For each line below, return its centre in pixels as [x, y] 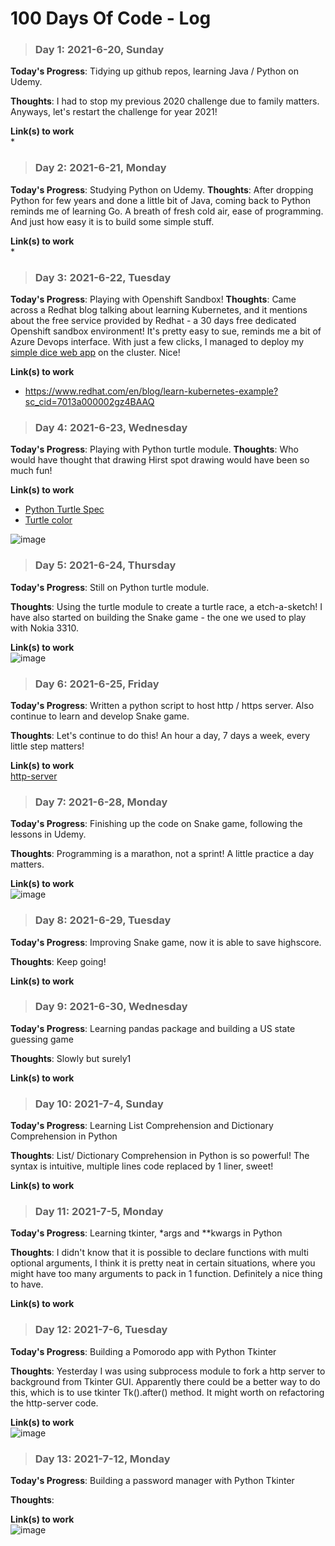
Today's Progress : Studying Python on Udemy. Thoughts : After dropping [162, 189]
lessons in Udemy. [48, 834]
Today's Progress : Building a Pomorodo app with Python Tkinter [143, 1351]
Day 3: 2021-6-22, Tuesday [103, 277]
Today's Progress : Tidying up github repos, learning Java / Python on [154, 71]
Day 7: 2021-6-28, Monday [101, 802]
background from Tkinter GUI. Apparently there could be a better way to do [165, 1381]
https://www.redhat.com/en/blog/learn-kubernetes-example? [151, 391]
